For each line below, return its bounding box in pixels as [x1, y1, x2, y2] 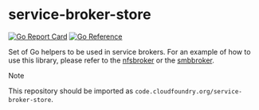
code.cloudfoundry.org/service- [135, 87, 243, 96]
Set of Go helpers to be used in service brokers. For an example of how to [8, 47, 251, 56]
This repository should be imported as [8, 85, 134, 96]
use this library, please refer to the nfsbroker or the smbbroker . [8, 55, 215, 65]
